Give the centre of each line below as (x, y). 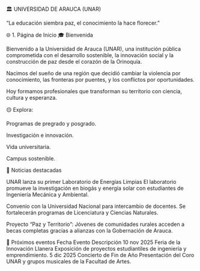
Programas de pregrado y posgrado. (51, 123)
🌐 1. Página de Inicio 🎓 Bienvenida (50, 35)
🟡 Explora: (20, 110)
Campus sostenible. (31, 158)
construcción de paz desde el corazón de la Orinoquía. (74, 62)
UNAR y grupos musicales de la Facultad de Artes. (69, 261)
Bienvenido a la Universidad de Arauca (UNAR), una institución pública (94, 49)
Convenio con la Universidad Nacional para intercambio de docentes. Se (96, 206)
